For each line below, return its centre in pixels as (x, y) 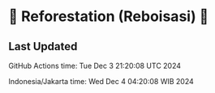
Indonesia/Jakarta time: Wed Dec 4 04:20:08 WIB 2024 (101, 81)
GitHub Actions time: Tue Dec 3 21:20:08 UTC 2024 (95, 66)
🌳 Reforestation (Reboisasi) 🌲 (109, 17)
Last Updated (43, 46)
